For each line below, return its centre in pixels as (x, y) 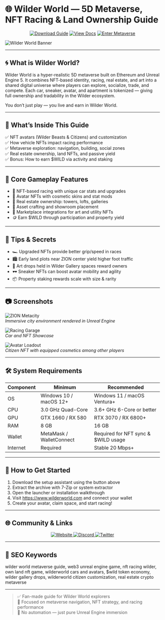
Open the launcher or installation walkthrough (58, 492)
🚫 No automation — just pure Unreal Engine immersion (72, 613)
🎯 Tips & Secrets (31, 239)
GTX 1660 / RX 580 (64, 417)
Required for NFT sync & (122, 433)
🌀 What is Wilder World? (42, 63)
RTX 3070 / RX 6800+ (120, 417)
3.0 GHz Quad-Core (64, 409)
